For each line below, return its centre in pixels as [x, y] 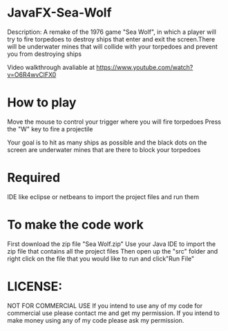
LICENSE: [35, 286]
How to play [42, 103]
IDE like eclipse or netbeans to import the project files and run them [103, 197]
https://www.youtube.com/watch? [145, 67]
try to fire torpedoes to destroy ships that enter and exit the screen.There [111, 39]
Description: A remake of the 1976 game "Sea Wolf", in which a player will [112, 32]
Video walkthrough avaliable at [51, 67]
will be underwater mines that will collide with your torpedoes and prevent [112, 46]
